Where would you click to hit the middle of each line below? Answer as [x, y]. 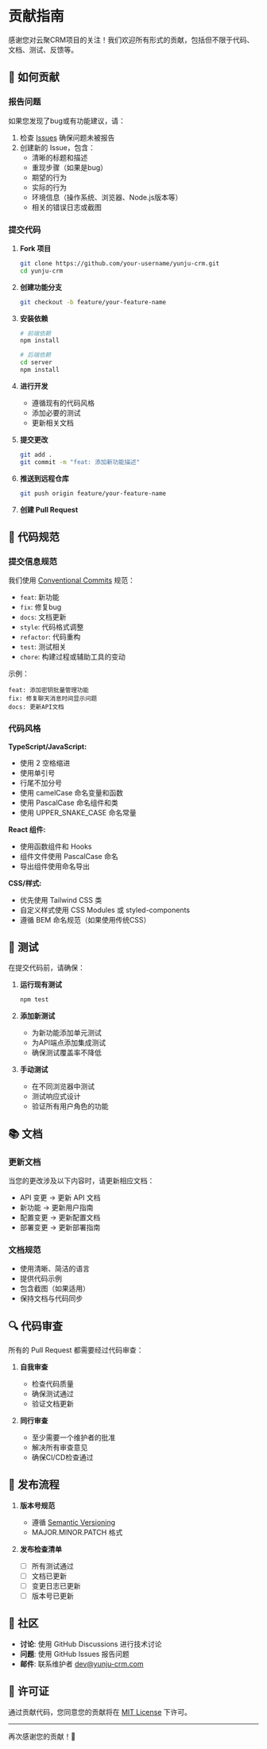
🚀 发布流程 [34, 1485]
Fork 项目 [35, 248]
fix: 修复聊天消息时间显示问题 [53, 699]
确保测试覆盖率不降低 [66, 1053]
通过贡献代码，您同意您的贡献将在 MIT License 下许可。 [100, 1712]
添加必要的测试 [56, 412]
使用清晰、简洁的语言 [54, 1269]
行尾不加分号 [41, 783]
